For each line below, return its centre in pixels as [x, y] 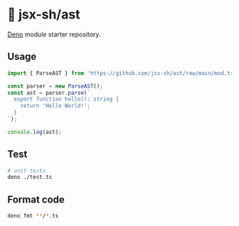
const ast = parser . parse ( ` [49, 93]
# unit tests [27, 170]
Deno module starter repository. [54, 34]
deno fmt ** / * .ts [33, 216]
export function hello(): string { [67, 99]
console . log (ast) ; [34, 132]
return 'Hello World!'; [55, 106]
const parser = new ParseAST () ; [55, 86]
